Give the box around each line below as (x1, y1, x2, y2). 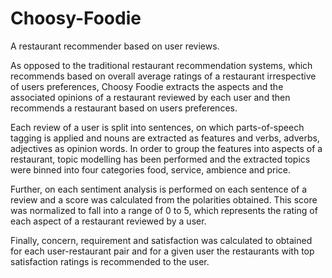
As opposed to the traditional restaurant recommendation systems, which (10, 59, 313, 71)
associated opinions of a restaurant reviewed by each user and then (10, 91, 291, 103)
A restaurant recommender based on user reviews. (10, 40, 220, 52)
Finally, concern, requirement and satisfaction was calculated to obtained (10, 234, 313, 246)
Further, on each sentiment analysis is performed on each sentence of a (10, 183, 308, 195)
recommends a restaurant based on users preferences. (10, 102, 238, 114)
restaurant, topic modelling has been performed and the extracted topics (10, 153, 311, 165)
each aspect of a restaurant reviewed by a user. (10, 215, 207, 227)
